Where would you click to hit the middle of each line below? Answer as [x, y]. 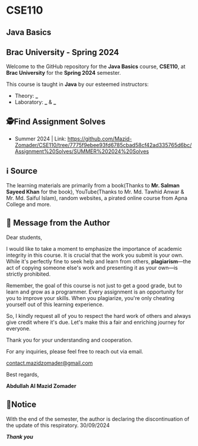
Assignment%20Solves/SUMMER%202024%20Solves [82, 151]
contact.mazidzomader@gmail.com [49, 363]
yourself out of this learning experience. [55, 304]
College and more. [29, 205]
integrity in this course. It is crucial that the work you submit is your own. [95, 255]
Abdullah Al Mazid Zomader [41, 386]
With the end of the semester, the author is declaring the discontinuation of [98, 419]
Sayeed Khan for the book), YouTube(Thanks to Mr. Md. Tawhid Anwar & [95, 192]
